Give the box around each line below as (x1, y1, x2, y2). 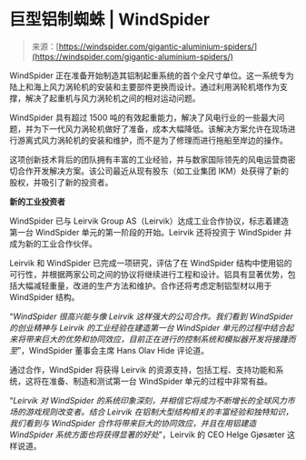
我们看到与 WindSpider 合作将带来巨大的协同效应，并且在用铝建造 (9, 417, 257, 428)
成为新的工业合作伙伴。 (9, 238, 97, 249)
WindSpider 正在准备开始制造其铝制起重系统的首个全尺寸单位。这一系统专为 (9, 70, 294, 81)
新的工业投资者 (9, 195, 65, 206)
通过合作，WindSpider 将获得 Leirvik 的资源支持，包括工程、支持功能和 (9, 364, 276, 375)
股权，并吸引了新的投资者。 (9, 176, 114, 187)
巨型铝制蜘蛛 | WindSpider (9, 9, 211, 30)
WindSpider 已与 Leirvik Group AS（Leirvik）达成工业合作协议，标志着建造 (9, 215, 289, 226)
